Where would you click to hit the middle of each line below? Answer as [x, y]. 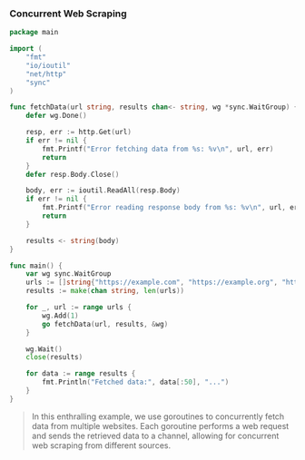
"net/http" [46, 74]
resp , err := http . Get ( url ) [79, 132]
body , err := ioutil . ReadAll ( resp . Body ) [103, 191]
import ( [26, 49]
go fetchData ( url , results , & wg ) [105, 324]
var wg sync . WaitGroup [69, 274]
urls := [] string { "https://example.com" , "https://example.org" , [152, 283]
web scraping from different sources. [101, 445]
